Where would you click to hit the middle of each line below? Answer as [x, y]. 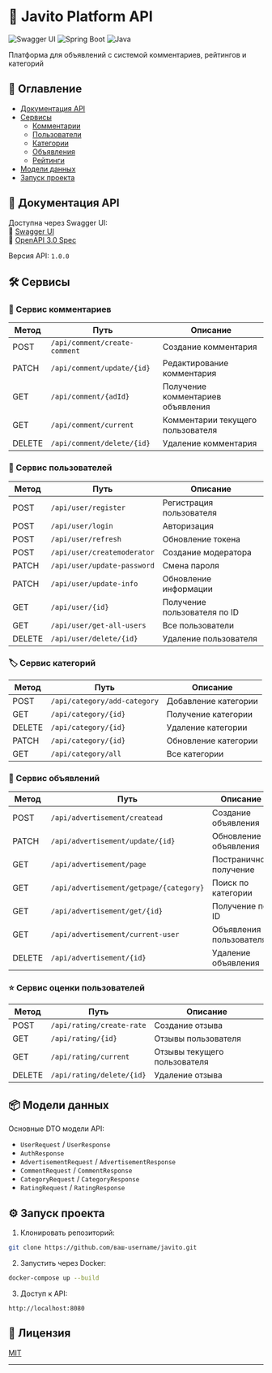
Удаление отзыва [188, 1075]
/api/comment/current [92, 425]
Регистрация [188, 503]
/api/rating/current [90, 1057]
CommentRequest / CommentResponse [76, 1170]
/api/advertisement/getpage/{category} [127, 888]
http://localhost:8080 [47, 1308]
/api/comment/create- [92, 343]
